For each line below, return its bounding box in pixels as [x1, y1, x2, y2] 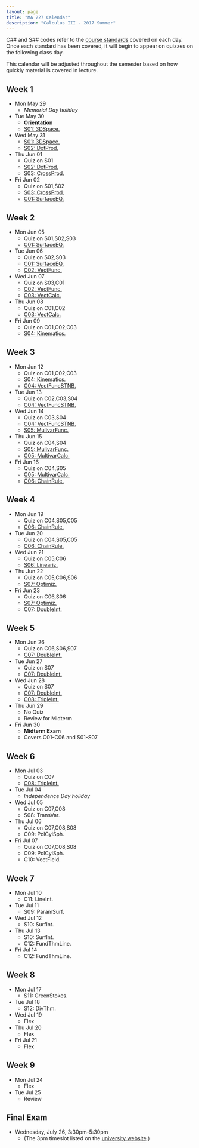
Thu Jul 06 [14, 818, 42, 825]
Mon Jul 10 [14, 889, 42, 897]
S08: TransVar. [23, 812, 60, 819]
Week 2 [6, 213, 35, 223]
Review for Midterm [23, 715, 73, 722]
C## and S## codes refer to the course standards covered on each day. [6, 36, 183, 44]
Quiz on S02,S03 [23, 254, 66, 260]
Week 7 [6, 873, 35, 883]
